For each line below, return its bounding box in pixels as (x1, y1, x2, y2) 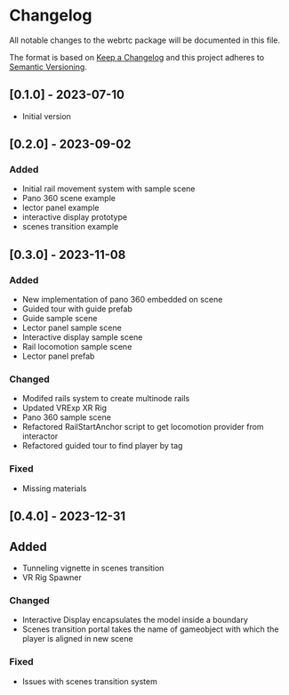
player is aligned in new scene (21, 634, 133, 644)
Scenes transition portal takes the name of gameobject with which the (21, 624, 279, 634)
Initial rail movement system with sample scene (21, 183, 196, 194)
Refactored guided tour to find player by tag (21, 440, 183, 451)
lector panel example (21, 202, 100, 214)
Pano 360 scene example (21, 193, 116, 204)
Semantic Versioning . (9, 61, 87, 72)
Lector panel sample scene (21, 322, 122, 334)
